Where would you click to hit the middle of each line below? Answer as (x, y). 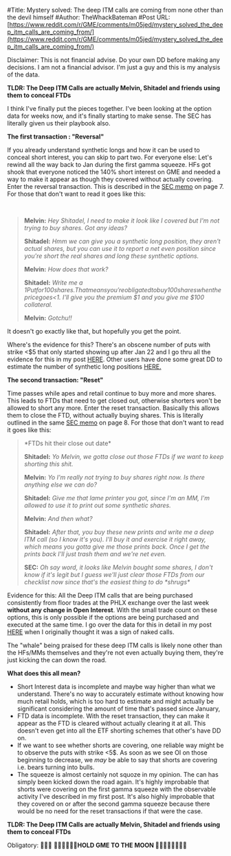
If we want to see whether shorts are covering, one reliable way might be (120, 745)
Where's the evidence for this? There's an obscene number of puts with (109, 345)
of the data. (23, 74)
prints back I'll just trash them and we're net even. (95, 554)
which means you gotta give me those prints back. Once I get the (117, 547)
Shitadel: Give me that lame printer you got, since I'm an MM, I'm (117, 498)
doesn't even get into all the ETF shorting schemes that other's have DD (119, 731)
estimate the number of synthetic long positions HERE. (84, 367)
